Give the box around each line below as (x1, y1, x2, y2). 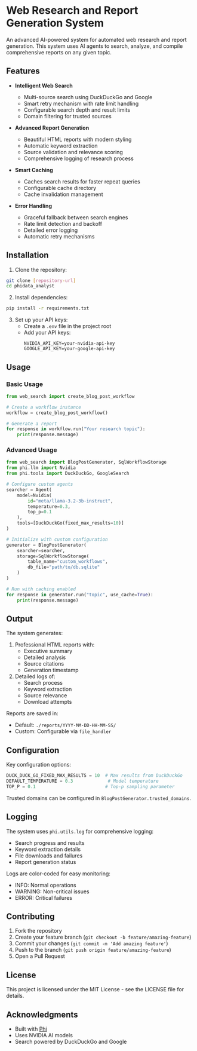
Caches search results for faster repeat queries (23, 177, 140, 185)
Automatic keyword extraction (23, 142, 98, 149)
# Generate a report (6, 421, 58, 427)
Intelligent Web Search (14, 82, 73, 89)
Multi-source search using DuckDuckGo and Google (23, 93, 153, 100)
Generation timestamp (23, 667, 79, 674)
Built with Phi (14, 1025, 48, 1032)
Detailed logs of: (14, 673, 56, 680)
